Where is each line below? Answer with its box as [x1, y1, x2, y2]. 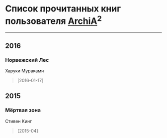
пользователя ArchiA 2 [5, 13, 102, 27]
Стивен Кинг [5, 118, 32, 124]
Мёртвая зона [5, 107, 41, 114]
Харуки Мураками [5, 68, 44, 74]
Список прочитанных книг [5, 3, 121, 14]
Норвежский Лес [5, 56, 49, 63]
